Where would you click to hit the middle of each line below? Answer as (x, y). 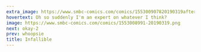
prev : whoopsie (25, 34)
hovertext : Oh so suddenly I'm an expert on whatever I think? (87, 17)
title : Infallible (29, 39)
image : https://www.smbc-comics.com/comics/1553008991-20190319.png (93, 23)
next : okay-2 (22, 28)
